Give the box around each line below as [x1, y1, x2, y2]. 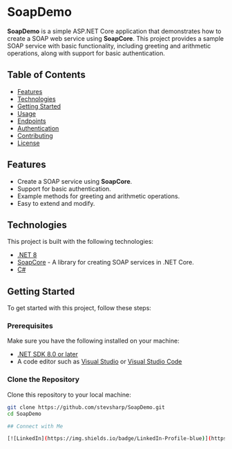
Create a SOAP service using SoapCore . [17, 177, 133, 185]
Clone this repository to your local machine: [7, 390, 131, 399]
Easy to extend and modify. [17, 199, 95, 207]
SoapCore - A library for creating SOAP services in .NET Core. [17, 258, 195, 267]
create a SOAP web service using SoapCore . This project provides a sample [7, 34, 224, 42]
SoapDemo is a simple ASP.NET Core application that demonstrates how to [7, 27, 222, 35]
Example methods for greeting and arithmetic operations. [17, 191, 180, 200]
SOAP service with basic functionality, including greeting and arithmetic [7, 41, 211, 50]
